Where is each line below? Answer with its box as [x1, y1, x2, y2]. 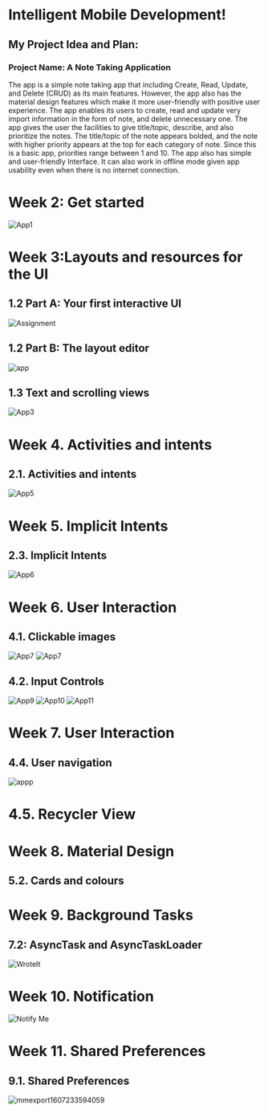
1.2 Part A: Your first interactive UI [8, 297, 182, 311]
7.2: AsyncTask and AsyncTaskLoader [8, 938, 203, 952]
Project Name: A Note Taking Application [8, 62, 171, 73]
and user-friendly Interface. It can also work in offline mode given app [8, 157, 240, 166]
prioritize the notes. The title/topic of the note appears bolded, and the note [8, 131, 258, 141]
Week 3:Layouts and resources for [8, 248, 243, 266]
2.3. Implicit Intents [8, 548, 107, 563]
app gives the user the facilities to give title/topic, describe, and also [8, 122, 234, 132]
